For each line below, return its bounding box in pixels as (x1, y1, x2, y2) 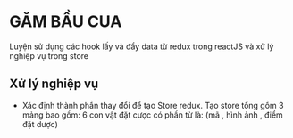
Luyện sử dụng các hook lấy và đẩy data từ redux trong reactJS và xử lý (9, 41, 274, 52)
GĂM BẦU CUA (9, 12, 122, 32)
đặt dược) (21, 118, 58, 129)
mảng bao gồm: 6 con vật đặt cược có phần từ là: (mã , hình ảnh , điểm (21, 110, 283, 120)
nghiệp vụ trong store (9, 50, 89, 61)
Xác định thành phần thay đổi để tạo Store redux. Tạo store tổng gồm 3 (21, 100, 284, 110)
